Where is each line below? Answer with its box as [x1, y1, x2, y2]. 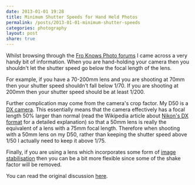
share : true [6, 36, 35, 42]
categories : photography [6, 25, 67, 31]
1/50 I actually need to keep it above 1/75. [6, 137, 106, 144]
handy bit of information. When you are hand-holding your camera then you [6, 58, 190, 65]
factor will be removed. [6, 161, 62, 168]
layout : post [6, 31, 38, 36]
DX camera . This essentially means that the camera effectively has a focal [6, 106, 185, 113]
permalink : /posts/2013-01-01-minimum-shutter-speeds [6, 19, 141, 25]
